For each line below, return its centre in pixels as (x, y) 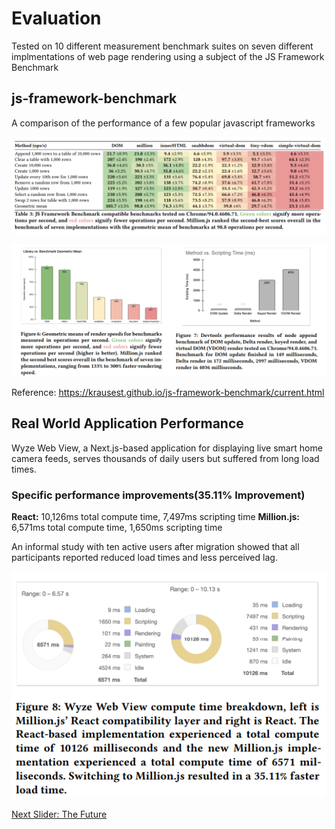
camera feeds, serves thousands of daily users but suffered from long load (165, 458)
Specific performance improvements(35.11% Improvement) (158, 495)
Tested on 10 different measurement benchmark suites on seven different (162, 46)
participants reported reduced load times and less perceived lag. (144, 558)
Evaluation (56, 18)
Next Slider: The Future (59, 814)
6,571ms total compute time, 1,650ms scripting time (117, 528)
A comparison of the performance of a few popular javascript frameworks (163, 123)
